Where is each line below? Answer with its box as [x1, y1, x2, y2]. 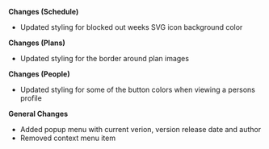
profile [19, 93, 42, 103]
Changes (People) [8, 69, 70, 79]
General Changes [8, 109, 69, 118]
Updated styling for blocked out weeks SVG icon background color [19, 23, 243, 31]
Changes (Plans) [8, 38, 66, 48]
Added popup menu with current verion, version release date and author [19, 125, 262, 134]
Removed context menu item [19, 133, 116, 143]
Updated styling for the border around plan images [19, 54, 190, 63]
